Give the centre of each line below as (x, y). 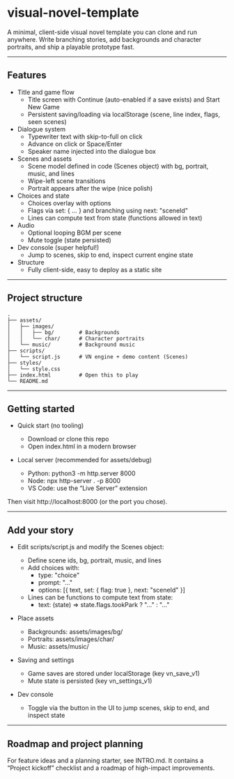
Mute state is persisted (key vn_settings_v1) (90, 681)
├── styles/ (24, 363)
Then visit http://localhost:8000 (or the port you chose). (87, 502)
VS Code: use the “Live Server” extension (87, 488)
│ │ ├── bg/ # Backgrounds (63, 332)
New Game (44, 107)
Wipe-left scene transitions (67, 181)
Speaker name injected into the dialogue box (92, 151)
